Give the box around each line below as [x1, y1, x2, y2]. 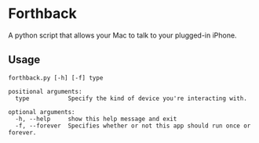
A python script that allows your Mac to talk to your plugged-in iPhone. [8, 30, 237, 40]
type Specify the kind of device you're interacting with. [15, 95, 247, 102]
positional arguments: [8, 88, 82, 95]
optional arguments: [8, 108, 76, 116]
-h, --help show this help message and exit [15, 115, 177, 123]
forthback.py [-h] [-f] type [8, 73, 104, 82]
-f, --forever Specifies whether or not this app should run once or [15, 122, 251, 130]
